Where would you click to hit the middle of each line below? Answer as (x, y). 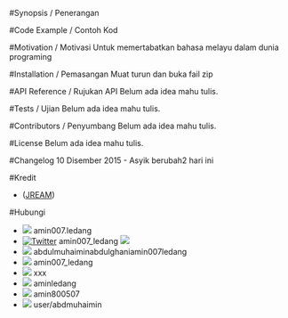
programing (31, 57)
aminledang (55, 283)
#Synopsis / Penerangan (54, 13)
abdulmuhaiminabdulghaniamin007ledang (110, 252)
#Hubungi (28, 212)
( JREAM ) (38, 195)
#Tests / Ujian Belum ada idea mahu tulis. (85, 109)
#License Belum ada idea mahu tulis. (76, 143)
